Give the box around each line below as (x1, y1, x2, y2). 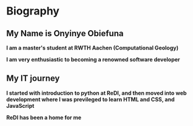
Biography (6, 4, 59, 18)
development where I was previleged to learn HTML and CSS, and (6, 95, 175, 103)
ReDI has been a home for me (6, 113, 82, 121)
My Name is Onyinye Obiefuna (6, 28, 124, 39)
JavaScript (6, 102, 35, 109)
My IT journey (6, 74, 60, 84)
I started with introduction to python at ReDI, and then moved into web (6, 89, 187, 96)
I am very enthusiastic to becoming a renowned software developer (6, 56, 180, 63)
